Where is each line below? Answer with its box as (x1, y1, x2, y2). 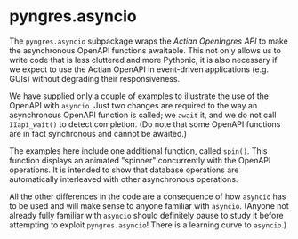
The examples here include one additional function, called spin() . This (9, 145, 268, 156)
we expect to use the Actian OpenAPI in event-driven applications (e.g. (9, 64, 270, 75)
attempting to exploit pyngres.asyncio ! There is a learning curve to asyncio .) (9, 219, 287, 230)
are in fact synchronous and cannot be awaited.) (9, 128, 188, 139)
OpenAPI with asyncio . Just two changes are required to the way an (9, 100, 258, 110)
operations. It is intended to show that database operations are (9, 164, 239, 175)
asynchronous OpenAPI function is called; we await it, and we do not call (9, 109, 277, 120)
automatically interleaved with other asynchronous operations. (9, 173, 238, 184)
